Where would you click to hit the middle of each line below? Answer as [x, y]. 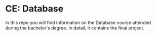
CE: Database [34, 9]
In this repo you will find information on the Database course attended [78, 22]
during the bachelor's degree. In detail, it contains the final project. [75, 27]
